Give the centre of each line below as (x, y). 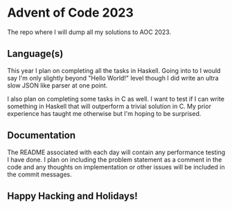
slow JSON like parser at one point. (57, 85)
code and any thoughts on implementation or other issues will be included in (116, 167)
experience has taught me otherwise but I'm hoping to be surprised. (104, 113)
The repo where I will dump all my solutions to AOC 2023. (89, 32)
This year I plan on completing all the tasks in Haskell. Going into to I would (114, 70)
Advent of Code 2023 (70, 13)
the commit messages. (40, 174)
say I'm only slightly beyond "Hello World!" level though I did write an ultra (113, 78)
